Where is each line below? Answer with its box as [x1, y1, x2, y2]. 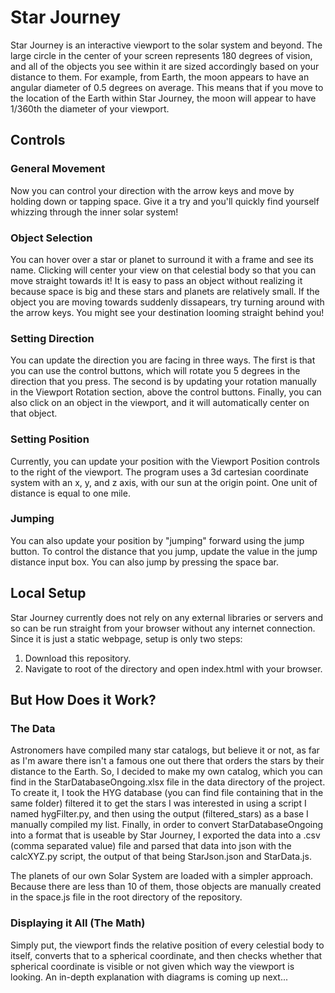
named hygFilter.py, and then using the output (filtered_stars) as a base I [10, 808, 309, 820]
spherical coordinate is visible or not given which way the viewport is [10, 960, 295, 972]
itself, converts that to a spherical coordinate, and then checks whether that [10, 949, 323, 961]
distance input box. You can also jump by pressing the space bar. [10, 556, 280, 568]
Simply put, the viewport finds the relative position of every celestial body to [10, 939, 325, 951]
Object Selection [10, 231, 93, 245]
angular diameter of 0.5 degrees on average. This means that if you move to [10, 81, 324, 93]
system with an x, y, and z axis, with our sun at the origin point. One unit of [10, 476, 318, 488]
